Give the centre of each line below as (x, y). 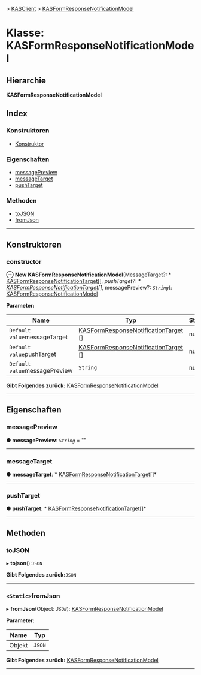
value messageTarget (39, 337)
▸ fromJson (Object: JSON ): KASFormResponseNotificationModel (85, 609)
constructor (24, 261)
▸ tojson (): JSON (25, 563)
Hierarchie (26, 80)
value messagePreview (41, 370)
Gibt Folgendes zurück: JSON (41, 574)
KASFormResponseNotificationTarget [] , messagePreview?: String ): (89, 287)
